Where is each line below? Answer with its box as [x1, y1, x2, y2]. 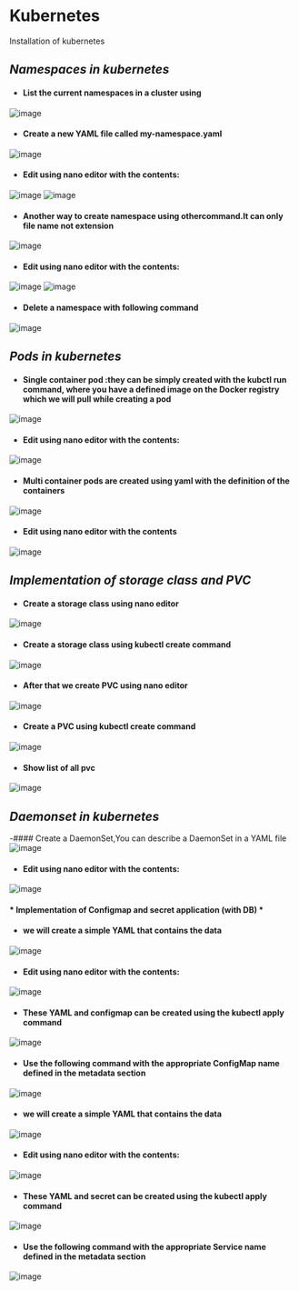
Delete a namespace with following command [22, 302, 199, 313]
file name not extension [22, 220, 115, 231]
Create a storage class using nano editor [22, 597, 179, 609]
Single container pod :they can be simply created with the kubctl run [22, 374, 287, 385]
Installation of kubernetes [9, 35, 105, 46]
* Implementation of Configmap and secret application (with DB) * [9, 904, 264, 915]
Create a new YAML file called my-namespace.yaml [22, 128, 223, 139]
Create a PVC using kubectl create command [22, 721, 196, 732]
